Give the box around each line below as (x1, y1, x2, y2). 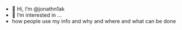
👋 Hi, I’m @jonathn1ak (11, 6, 65, 12)
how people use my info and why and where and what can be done (11, 18, 176, 24)
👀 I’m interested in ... (11, 12, 62, 18)
